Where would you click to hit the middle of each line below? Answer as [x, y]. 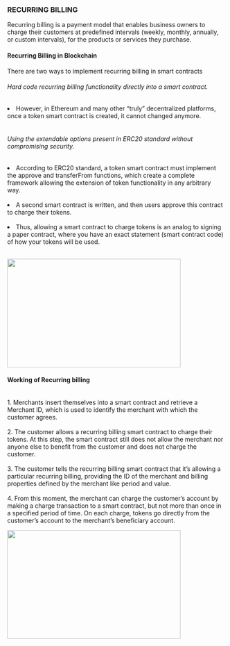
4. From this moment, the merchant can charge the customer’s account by [113, 499]
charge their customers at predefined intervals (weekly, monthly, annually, [113, 32]
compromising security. [41, 147]
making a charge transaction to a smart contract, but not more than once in [114, 506]
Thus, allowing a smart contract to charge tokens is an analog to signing [119, 226]
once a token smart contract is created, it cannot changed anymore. [104, 115]
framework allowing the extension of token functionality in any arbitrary [109, 183]
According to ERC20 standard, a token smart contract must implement [116, 167]
